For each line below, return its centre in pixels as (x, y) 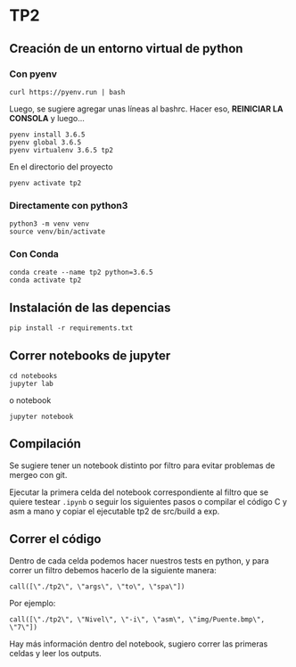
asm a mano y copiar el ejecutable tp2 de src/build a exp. (115, 511)
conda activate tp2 (45, 280)
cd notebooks (33, 376)
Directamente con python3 (69, 205)
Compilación (45, 444)
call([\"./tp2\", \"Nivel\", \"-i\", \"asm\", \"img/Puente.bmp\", (137, 619)
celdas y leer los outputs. (56, 653)
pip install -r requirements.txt (71, 328)
